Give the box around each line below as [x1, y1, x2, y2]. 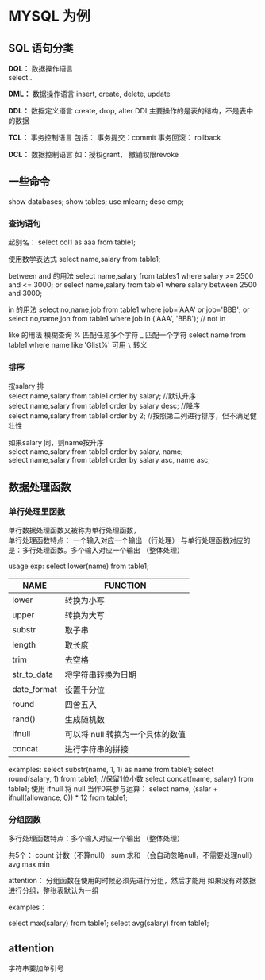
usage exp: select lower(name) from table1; [8, 561, 149, 571]
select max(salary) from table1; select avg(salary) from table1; [8, 918, 209, 928]
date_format [12, 684, 58, 695]
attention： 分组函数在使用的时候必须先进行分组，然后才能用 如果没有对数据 [8, 876, 256, 886]
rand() [12, 713, 36, 724]
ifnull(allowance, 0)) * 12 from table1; [8, 793, 129, 802]
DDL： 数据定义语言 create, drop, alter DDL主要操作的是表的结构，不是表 [8, 106, 247, 115]
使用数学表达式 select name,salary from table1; [8, 255, 161, 264]
